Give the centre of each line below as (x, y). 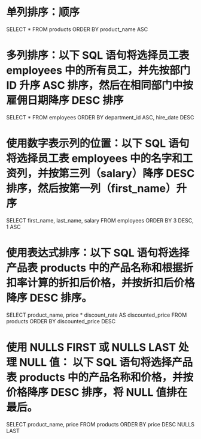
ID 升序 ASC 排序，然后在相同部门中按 (100, 85)
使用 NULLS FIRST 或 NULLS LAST (91, 347)
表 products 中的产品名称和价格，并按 (100, 377)
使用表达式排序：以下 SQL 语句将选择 (98, 253)
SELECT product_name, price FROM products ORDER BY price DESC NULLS (100, 424)
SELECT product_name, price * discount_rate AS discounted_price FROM (97, 315)
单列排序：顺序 (43, 12)
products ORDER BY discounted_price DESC (61, 321)
